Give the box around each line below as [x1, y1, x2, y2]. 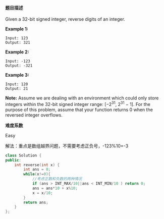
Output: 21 [5, 86, 28, 91]
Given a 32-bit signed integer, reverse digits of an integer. [5, 16, 125, 22]
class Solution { [5, 153, 42, 158]
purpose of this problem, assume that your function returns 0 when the [5, 106, 153, 113]
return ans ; [23, 200, 49, 205]
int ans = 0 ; [23, 167, 51, 172]
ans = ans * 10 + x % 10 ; [32, 186, 78, 191]
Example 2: [5, 49, 29, 55]
